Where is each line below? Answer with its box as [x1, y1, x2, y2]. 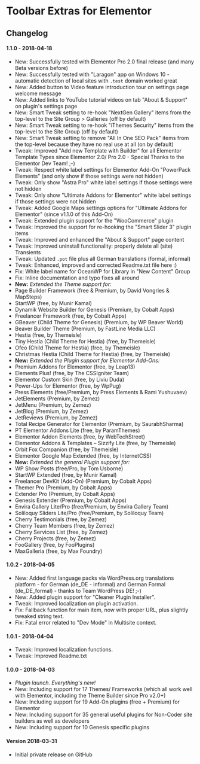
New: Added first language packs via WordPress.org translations [14, 574, 174, 582]
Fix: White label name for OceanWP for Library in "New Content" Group [14, 267, 190, 275]
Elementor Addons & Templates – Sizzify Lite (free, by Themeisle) [14, 439, 176, 446]
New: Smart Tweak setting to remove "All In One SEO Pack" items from [14, 134, 189, 141]
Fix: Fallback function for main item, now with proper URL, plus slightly [14, 606, 189, 613]
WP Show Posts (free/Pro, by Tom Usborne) [14, 465, 124, 472]
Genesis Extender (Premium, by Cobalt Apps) [14, 497, 127, 504]
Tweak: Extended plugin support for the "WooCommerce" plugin [14, 217, 174, 224]
